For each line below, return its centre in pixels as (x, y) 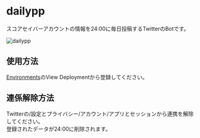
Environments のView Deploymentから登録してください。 (77, 77)
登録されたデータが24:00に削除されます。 (58, 129)
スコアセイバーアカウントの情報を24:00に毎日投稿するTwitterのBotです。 (98, 28)
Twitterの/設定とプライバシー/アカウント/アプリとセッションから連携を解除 (100, 114)
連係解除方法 (30, 98)
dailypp (26, 11)
